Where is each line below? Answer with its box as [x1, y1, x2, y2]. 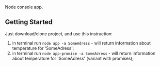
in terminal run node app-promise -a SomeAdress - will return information [12, 50, 156, 56]
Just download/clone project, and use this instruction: [5, 31, 113, 37]
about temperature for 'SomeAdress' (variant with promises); [12, 55, 134, 61]
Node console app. [5, 4, 43, 10]
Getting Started [5, 18, 53, 26]
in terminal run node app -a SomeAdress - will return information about [12, 40, 151, 46]
